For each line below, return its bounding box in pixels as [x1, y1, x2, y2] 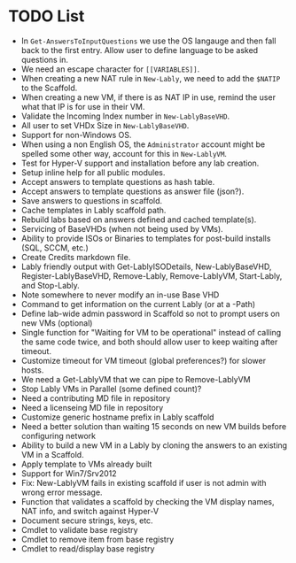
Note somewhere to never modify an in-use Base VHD [20, 289, 220, 300]
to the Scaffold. [20, 82, 78, 93]
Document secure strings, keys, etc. [20, 515, 153, 526]
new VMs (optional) [20, 317, 93, 328]
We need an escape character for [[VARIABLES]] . [20, 64, 200, 74]
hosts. [20, 365, 44, 375]
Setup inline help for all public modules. [20, 166, 166, 178]
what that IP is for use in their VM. [20, 101, 145, 112]
